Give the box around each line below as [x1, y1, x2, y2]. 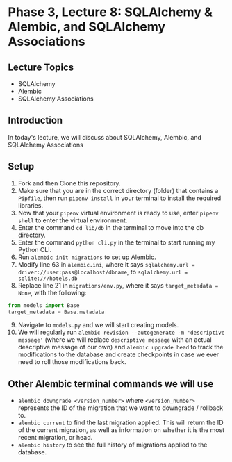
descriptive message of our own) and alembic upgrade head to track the [17, 343, 224, 352]
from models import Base [8, 302, 80, 309]
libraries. [17, 201, 44, 209]
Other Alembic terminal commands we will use [8, 378, 214, 390]
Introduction [8, 115, 63, 126]
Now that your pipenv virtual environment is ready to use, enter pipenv [17, 208, 219, 217]
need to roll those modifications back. [17, 358, 127, 366]
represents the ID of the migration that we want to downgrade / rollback [17, 404, 224, 412]
